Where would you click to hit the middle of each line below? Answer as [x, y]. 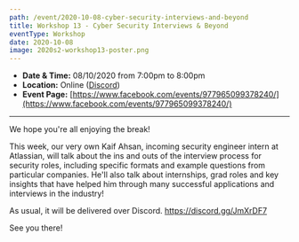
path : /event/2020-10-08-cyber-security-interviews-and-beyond [129, 17]
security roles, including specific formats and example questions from [137, 166]
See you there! [36, 228]
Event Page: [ [47, 95]
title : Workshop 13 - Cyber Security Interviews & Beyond [119, 26]
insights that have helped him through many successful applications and [142, 184]
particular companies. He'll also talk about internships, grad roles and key [144, 175]
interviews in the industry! [57, 194]
